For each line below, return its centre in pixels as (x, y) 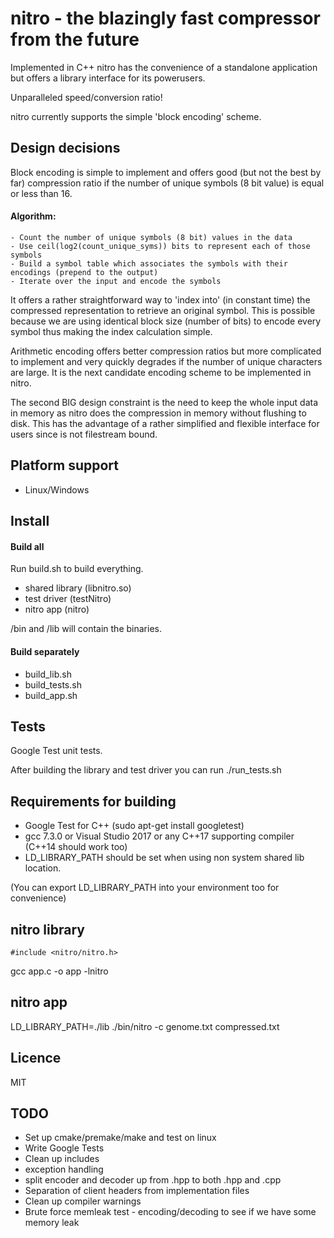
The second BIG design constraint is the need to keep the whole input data (164, 402)
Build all (27, 546)
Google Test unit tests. (56, 751)
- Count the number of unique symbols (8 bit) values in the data (151, 237)
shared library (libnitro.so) (78, 588)
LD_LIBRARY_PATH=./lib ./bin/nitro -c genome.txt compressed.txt (145, 1026)
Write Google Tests (64, 1148)
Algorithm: (33, 216)
